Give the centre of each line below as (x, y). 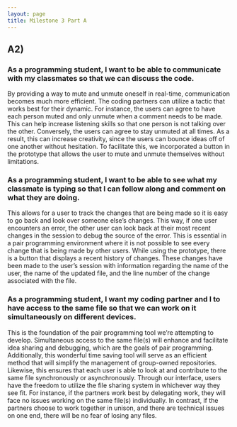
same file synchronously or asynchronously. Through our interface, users (114, 377)
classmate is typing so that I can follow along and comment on (117, 189)
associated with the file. (42, 281)
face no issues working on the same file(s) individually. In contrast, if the (113, 400)
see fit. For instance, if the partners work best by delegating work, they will (117, 393)
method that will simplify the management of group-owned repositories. (112, 362)
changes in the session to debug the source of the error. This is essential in (117, 235)
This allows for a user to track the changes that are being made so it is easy (118, 213)
